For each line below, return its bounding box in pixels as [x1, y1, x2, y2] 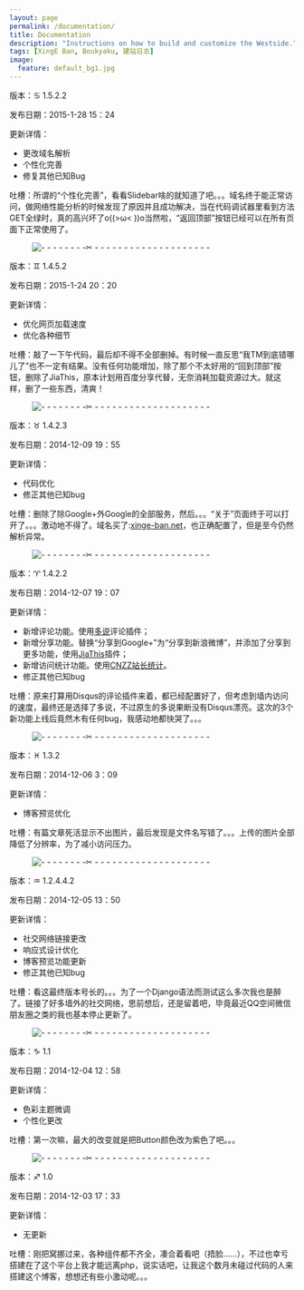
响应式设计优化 [22, 944, 79, 955]
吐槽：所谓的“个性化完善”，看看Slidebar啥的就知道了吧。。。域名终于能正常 [9, 190, 285, 200]
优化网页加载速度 [22, 318, 87, 329]
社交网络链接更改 [22, 933, 87, 943]
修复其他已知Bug [22, 170, 86, 181]
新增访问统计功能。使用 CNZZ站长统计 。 [22, 660, 172, 670]
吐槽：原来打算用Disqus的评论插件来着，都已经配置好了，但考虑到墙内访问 [9, 690, 290, 701]
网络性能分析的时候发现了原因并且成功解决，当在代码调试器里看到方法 [33, 200, 295, 211]
